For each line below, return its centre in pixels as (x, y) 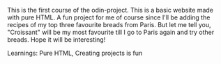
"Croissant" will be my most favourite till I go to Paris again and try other (111, 32)
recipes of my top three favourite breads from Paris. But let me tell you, (109, 25)
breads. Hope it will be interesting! (56, 40)
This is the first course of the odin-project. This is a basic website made (110, 10)
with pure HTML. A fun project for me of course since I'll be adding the (109, 17)
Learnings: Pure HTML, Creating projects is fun (75, 53)
